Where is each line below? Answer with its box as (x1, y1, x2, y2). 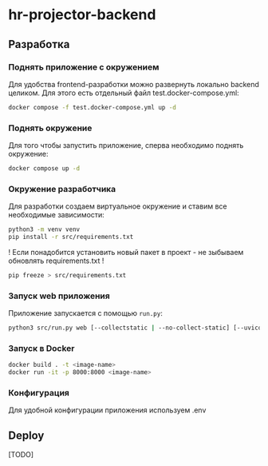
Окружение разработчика (8, 183, 116, 194)
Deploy (8, 428, 45, 442)
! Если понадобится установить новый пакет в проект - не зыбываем (8, 247, 244, 257)
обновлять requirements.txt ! (8, 256, 104, 265)
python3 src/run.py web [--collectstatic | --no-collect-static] (8, 324, 230, 333)
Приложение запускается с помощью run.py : (8, 309, 164, 318)
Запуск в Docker (8, 342, 75, 353)
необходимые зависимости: (8, 210, 105, 220)
